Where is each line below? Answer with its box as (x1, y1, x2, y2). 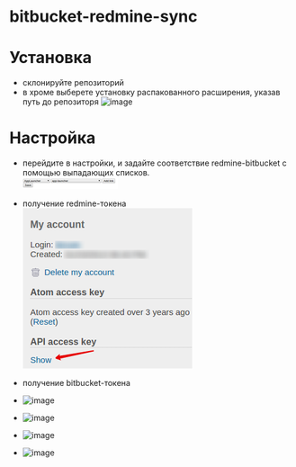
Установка (9, 48, 93, 68)
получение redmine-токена (22, 198, 127, 209)
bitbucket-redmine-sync (9, 6, 198, 27)
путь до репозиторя (22, 96, 99, 107)
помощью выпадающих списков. (22, 167, 150, 178)
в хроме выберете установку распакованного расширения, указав (22, 87, 281, 98)
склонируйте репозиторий (22, 77, 124, 88)
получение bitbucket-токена (22, 378, 130, 389)
